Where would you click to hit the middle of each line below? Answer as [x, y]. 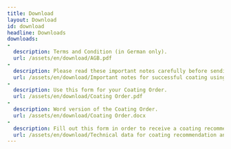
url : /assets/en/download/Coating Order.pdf [78, 97]
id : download [26, 26]
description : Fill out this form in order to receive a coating [107, 128]
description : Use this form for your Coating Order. [90, 90]
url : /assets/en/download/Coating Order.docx [80, 115]
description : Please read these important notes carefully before [110, 71]
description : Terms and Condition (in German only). [90, 52]
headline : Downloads [37, 33]
